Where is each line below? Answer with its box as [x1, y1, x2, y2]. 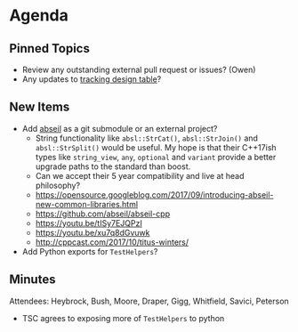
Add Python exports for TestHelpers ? [21, 246, 158, 256]
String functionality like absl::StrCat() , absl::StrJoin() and [35, 133, 258, 143]
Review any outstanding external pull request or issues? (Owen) [21, 64, 256, 75]
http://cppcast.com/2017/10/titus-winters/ [35, 237, 189, 247]
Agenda [9, 5, 68, 26]
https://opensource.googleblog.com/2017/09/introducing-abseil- [35, 189, 274, 200]
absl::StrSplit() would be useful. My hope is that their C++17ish [35, 142, 278, 152]
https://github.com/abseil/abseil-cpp [35, 208, 171, 219]
